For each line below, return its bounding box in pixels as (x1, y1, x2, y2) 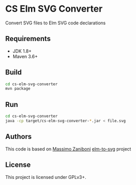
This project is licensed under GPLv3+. (5, 174, 86, 180)
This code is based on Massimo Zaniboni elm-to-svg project (5, 145, 131, 152)
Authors (5, 132, 32, 141)
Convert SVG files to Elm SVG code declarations (5, 20, 106, 26)
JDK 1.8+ (12, 48, 32, 54)
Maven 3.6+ (12, 53, 38, 59)
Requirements (5, 34, 51, 43)
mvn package (5, 86, 30, 91)
